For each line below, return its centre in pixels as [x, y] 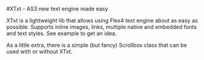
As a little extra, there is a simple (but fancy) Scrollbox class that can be [97, 45]
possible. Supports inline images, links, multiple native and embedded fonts [102, 27]
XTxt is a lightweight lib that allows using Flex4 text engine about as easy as [102, 20]
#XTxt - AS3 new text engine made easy [57, 9]
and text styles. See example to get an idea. [62, 33]
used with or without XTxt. [40, 52]
